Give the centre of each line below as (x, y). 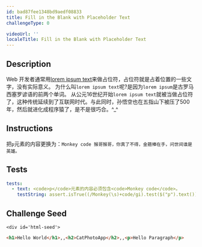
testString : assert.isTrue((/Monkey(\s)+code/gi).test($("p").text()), (109, 195)
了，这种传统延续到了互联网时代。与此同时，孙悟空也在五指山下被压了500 (98, 102)
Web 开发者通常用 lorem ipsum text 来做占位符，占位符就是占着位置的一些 (96, 79)
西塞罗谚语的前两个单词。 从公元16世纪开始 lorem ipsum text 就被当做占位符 (100, 94)
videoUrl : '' (23, 34)
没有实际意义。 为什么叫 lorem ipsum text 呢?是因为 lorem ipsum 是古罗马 (105, 86)
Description (29, 64)
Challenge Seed (37, 214)
